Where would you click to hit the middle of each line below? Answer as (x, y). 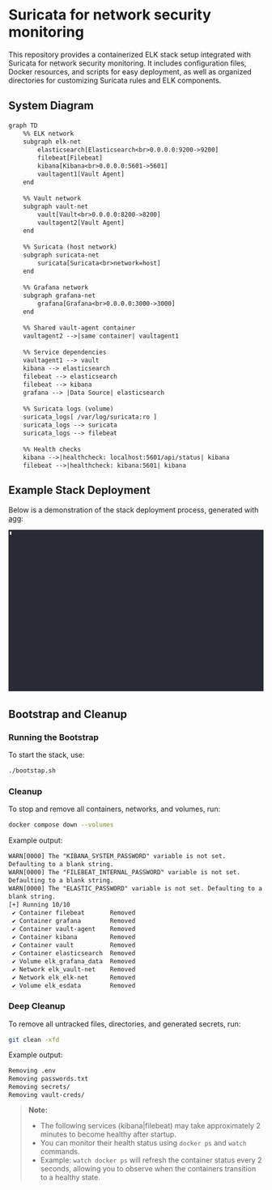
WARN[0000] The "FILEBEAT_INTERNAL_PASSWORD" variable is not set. (125, 873)
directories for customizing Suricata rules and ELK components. (115, 80)
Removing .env (32, 1071)
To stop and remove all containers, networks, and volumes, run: (115, 809)
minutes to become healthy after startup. (108, 1134)
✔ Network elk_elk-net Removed (74, 978)
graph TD (23, 125)
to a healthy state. (70, 1177)
